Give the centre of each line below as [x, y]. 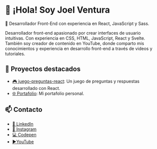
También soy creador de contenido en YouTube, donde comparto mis [75, 43]
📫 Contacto [24, 110]
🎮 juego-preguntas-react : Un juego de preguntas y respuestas [76, 81]
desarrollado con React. [36, 88]
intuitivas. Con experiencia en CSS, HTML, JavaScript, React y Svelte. [75, 38]
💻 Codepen [24, 134]
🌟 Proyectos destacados [43, 69]
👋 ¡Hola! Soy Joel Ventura [58, 10]
